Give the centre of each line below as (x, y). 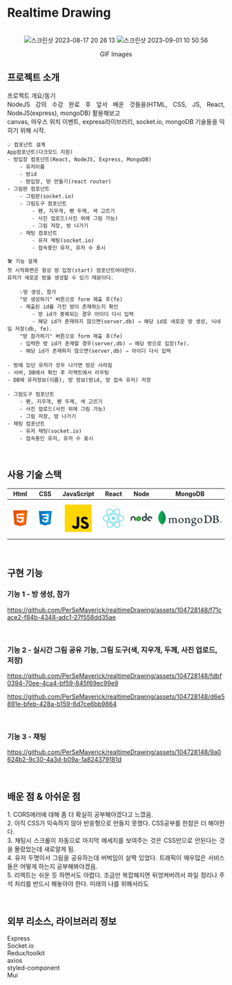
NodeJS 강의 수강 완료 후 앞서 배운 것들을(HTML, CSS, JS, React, (116, 104)
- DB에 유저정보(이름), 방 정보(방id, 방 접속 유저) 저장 (79, 380)
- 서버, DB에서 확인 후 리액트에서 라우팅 (58, 372)
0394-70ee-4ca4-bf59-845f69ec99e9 (63, 683)
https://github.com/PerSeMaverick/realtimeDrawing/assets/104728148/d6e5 (116, 697)
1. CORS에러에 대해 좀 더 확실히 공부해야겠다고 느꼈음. (80, 814)
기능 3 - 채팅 (27, 737)
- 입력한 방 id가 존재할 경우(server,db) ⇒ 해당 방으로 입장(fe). (105, 343)
